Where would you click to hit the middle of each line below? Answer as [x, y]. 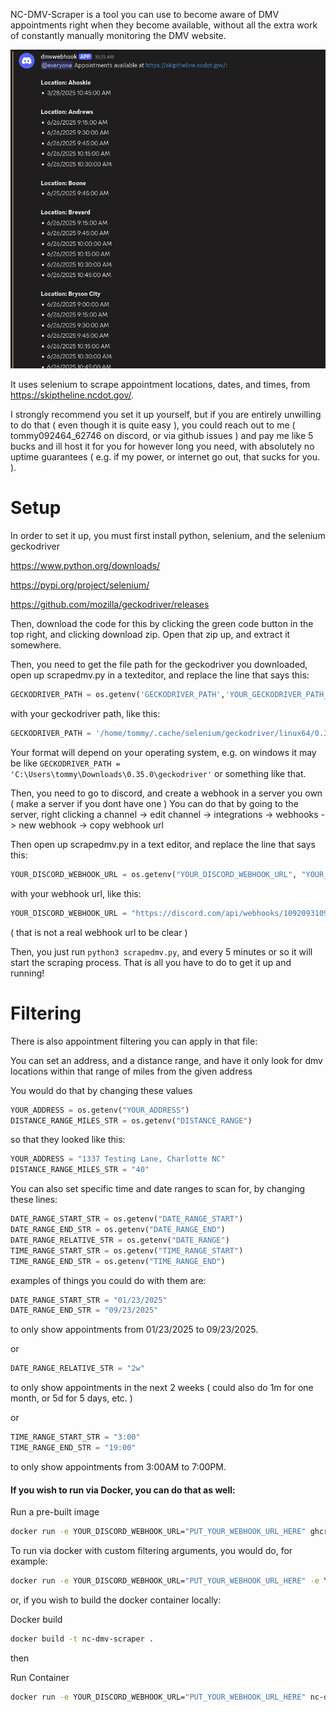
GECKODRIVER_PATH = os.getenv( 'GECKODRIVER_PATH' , [118, 695]
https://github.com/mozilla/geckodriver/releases [110, 605]
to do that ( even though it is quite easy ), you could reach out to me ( [153, 425]
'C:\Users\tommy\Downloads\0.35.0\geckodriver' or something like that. [158, 773]
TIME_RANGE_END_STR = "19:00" [73, 1448]
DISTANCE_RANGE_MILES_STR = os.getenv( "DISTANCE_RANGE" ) [131, 1120]
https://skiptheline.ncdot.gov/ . [72, 395]
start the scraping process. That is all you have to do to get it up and [151, 962]
